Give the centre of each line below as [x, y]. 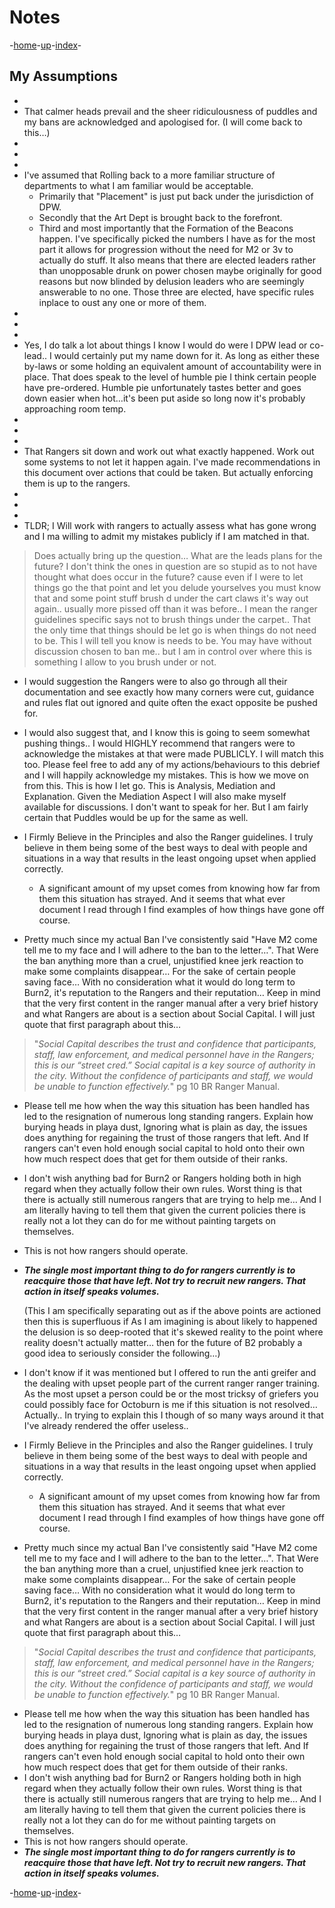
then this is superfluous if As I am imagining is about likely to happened [170, 1321]
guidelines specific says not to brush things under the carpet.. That [172, 619]
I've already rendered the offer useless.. [106, 1425]
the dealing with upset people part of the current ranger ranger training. [171, 1383]
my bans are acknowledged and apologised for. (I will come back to [163, 122]
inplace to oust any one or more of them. [122, 302]
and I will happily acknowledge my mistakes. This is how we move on [166, 775]
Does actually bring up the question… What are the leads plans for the [178, 555]
